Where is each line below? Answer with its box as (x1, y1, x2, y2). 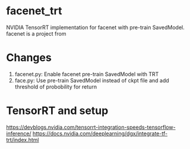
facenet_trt (6, 4, 62, 18)
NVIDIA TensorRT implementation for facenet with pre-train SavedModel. (6, 24, 185, 31)
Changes (6, 51, 52, 65)
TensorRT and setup (6, 104, 109, 118)
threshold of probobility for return (14, 83, 97, 90)
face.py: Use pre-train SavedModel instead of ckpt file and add (14, 77, 169, 84)
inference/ (6, 129, 31, 137)
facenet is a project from (6, 30, 66, 37)
